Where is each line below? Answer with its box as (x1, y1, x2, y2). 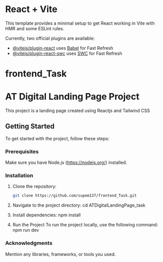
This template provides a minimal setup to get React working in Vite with (5, 20, 155, 26)
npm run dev (12, 227, 39, 233)
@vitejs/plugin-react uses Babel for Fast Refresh (12, 45, 114, 51)
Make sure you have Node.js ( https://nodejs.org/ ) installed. (5, 159, 127, 165)
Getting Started (5, 122, 55, 131)
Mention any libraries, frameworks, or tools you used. (5, 251, 116, 257)
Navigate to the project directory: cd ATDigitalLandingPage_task (12, 202, 146, 208)
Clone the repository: (12, 184, 57, 190)
